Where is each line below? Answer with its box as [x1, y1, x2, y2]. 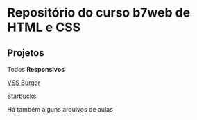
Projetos [7, 47, 44, 59]
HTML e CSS [7, 19, 81, 35]
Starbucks [7, 92, 37, 100]
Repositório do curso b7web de [7, 5, 191, 21]
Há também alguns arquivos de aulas [7, 106, 113, 113]
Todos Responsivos [7, 66, 65, 73]
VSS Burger [7, 79, 41, 87]
